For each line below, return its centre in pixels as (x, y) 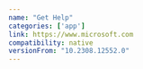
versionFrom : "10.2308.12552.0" (69, 51)
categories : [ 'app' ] (47, 26)
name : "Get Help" (41, 17)
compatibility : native (51, 43)
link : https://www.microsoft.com (71, 34)
